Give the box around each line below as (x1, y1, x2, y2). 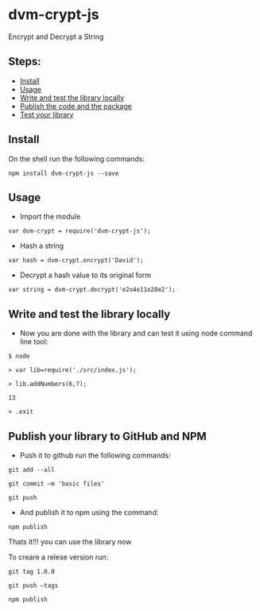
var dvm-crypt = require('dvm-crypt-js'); (8, 227, 151, 235)
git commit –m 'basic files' (8, 480, 105, 488)
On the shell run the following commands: (8, 153, 145, 164)
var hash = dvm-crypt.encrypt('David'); (8, 257, 145, 265)
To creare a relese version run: (8, 552, 109, 562)
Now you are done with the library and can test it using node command (19, 328, 253, 338)
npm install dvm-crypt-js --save (8, 169, 119, 177)
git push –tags (8, 582, 59, 590)
